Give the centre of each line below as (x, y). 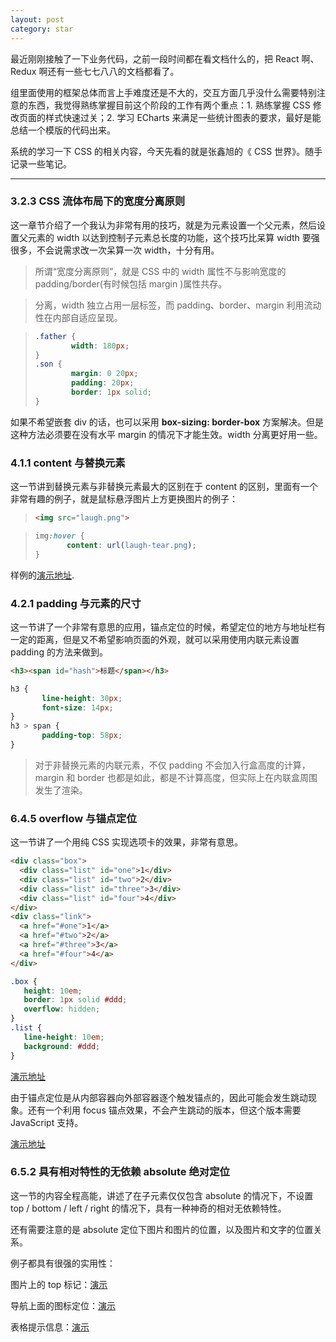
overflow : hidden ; (62, 1009)
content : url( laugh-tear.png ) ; (131, 545)
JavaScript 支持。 (47, 1122)
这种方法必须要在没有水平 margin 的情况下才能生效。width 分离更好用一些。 (166, 434)
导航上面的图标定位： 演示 (63, 1305)
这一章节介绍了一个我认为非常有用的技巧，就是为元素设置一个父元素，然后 (163, 225)
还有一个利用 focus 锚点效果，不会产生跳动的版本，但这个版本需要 (164, 1110)
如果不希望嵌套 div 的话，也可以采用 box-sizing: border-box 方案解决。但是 (167, 422)
